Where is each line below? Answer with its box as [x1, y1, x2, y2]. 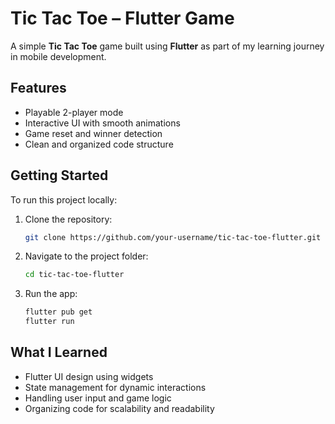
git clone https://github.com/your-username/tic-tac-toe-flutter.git [24, 232, 322, 242]
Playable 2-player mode [24, 106, 124, 118]
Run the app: [24, 288, 78, 300]
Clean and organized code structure [24, 138, 174, 150]
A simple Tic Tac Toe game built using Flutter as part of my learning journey [10, 40, 325, 52]
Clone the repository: [24, 213, 113, 225]
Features [10, 80, 67, 97]
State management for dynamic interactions [24, 381, 207, 393]
